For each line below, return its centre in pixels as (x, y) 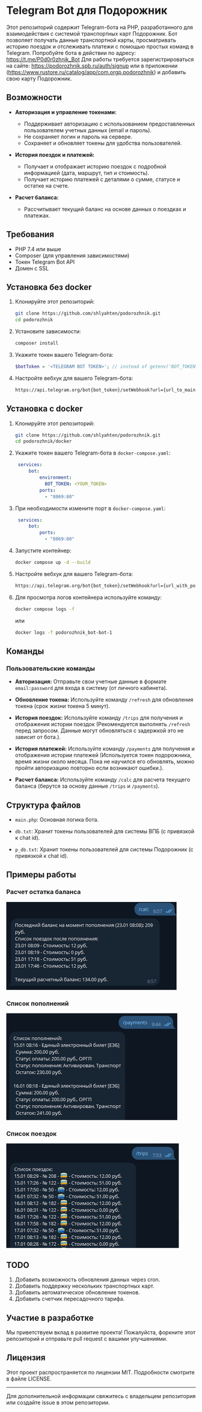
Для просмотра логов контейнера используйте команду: (88, 597)
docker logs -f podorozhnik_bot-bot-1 (63, 632)
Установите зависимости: (48, 331)
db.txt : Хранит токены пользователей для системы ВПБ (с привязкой (105, 831)
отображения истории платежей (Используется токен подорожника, (103, 755)
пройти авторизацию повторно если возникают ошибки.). (89, 768)
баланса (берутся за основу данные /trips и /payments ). (87, 786)
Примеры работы (41, 875)
